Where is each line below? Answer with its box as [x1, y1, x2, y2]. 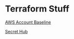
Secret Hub [5, 28, 28, 34]
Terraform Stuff [5, 3, 70, 14]
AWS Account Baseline [5, 19, 51, 25]
